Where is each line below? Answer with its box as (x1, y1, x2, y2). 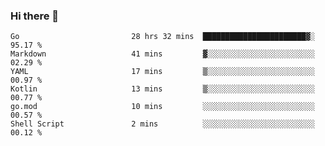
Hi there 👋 (10, 9, 60, 23)
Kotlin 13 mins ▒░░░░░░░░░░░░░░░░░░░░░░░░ (10, 84, 315, 94)
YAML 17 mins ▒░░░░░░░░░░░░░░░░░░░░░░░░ (10, 67, 315, 77)
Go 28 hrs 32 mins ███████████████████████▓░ (10, 32, 315, 42)
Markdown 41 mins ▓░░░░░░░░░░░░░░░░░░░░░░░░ (10, 49, 315, 59)
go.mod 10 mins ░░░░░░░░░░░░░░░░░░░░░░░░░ (10, 102, 315, 112)
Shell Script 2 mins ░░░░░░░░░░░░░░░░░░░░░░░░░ (10, 119, 315, 129)
